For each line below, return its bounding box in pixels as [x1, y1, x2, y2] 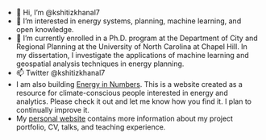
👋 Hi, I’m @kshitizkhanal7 [15, 8, 101, 17]
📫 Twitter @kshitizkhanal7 [15, 68, 106, 77]
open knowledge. [15, 25, 74, 34]
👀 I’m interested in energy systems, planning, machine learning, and [15, 16, 242, 26]
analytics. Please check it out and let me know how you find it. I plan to [15, 97, 252, 106]
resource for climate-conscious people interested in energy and [15, 89, 228, 97]
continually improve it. [15, 105, 90, 114]
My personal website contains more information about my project [15, 113, 234, 123]
